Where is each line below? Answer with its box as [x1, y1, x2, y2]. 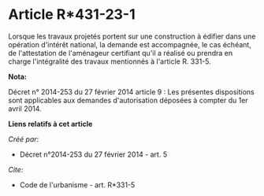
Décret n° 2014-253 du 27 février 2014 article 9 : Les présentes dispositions [8, 87, 255, 96]
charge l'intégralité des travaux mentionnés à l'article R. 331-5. [8, 57, 211, 66]
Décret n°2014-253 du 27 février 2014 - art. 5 [19, 150, 168, 159]
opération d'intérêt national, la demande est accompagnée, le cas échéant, [8, 39, 252, 49]
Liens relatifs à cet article [8, 119, 93, 128]
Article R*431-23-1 [8, 6, 136, 24]
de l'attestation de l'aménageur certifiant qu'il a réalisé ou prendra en [8, 48, 233, 57]
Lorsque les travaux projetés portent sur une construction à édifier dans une [8, 31, 256, 41]
